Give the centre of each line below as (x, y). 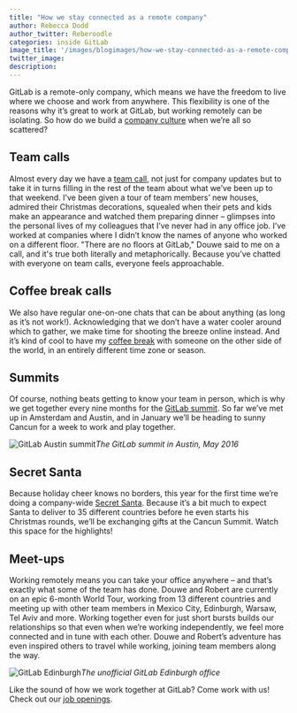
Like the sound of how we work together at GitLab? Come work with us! (140, 689)
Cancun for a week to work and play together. (92, 427)
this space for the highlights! (61, 531)
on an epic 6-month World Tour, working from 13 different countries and (140, 599)
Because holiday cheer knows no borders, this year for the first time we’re (144, 494)
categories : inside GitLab (59, 42)
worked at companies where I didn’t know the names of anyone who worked (148, 234)
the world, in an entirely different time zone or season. (107, 349)
